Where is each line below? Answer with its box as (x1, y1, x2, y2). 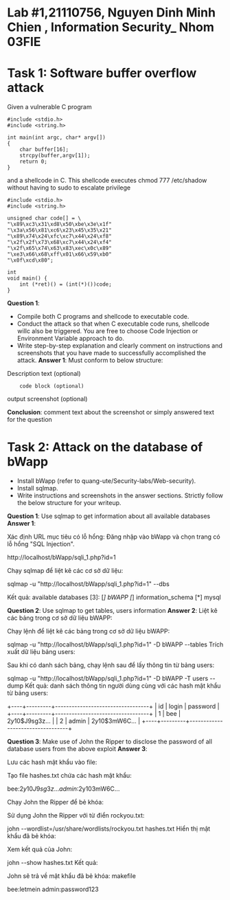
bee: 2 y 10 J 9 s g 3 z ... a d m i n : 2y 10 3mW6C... (7, 785, 120, 793)
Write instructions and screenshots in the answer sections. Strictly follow (16, 491, 224, 499)
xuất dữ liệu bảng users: (7, 648, 76, 656)
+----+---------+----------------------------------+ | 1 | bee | (7, 710, 181, 718)
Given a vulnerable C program (7, 103, 92, 111)
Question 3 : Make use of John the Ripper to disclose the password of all (7, 737, 213, 746)
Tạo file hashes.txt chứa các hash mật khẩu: (7, 772, 132, 780)
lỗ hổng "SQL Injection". (7, 540, 75, 548)
